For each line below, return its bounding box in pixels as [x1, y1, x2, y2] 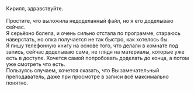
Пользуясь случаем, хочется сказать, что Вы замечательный [6, 67, 160, 73]
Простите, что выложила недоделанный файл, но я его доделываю [6, 17, 174, 24]
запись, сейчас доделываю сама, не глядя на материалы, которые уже [6, 48, 185, 55]
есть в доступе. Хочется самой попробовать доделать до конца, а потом [6, 55, 189, 61]
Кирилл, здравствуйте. [6, 5, 63, 12]
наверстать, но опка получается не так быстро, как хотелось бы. [6, 36, 169, 43]
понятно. [6, 79, 29, 86]
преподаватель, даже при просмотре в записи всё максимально [6, 73, 169, 80]
